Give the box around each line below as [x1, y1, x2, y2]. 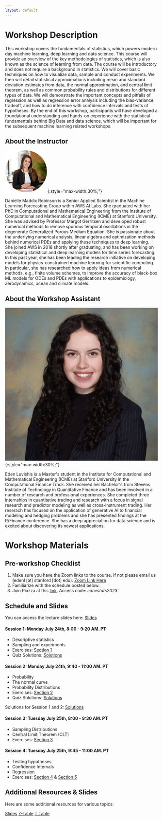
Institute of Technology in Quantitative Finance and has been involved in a [5, 487, 153, 493]
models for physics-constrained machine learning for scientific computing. [5, 260, 154, 266]
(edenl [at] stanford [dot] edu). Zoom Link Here [12, 577, 107, 584]
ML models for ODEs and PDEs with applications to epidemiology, [5, 275, 136, 281]
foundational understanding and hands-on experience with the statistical [5, 112, 150, 119]
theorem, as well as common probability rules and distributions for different [5, 87, 156, 92]
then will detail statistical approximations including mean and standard [5, 76, 146, 82]
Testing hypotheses [12, 758, 52, 764]
